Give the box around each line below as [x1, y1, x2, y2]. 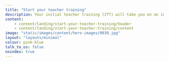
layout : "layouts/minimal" [5, 35, 62, 40]
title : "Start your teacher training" [5, 7, 87, 12]
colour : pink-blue [5, 40, 44, 45]
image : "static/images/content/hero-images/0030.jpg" [5, 30, 121, 35]
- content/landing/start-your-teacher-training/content [14, 26, 134, 31]
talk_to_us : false [5, 44, 44, 49]
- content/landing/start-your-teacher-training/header [14, 21, 132, 26]
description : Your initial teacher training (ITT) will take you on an [5, 12, 158, 17]
